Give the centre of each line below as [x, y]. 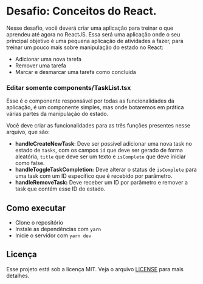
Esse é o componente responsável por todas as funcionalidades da [90, 101]
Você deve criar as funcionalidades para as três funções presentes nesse [98, 126]
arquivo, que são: [28, 132]
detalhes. [18, 276]
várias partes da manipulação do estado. [57, 114]
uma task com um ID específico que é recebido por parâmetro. [94, 176]
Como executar [36, 208]
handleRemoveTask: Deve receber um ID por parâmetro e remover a [101, 183]
